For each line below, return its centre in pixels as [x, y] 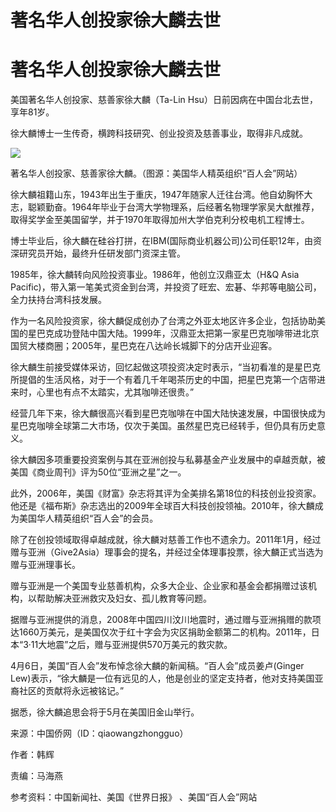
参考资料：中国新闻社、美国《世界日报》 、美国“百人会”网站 [134, 797]
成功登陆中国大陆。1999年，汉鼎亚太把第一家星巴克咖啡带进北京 [186, 333]
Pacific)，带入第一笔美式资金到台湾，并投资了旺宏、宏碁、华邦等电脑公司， [166, 287]
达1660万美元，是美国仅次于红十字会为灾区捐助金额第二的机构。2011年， [161, 632]
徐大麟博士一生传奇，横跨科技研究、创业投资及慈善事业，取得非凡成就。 [159, 133]
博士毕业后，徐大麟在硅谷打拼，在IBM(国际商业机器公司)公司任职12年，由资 [166, 241]
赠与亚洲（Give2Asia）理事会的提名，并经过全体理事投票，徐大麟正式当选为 [167, 552]
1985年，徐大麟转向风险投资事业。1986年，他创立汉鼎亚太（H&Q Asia [155, 275]
